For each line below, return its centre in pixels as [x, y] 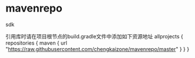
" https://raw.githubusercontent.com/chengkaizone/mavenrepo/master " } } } [97, 49]
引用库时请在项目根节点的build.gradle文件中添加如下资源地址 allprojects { [94, 36]
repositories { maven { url [36, 43]
